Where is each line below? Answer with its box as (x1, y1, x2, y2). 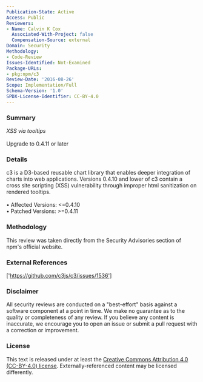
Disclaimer (6, 287, 39, 295)
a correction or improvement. (6, 327, 79, 334)
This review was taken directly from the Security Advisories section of (6, 236, 182, 244)
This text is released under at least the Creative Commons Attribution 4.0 (6, 355, 188, 363)
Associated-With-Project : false (12, 32, 94, 38)
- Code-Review (6, 54, 42, 60)
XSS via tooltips (6, 127, 46, 135)
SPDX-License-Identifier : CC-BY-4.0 (6, 93, 99, 99)
